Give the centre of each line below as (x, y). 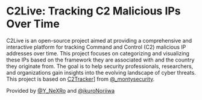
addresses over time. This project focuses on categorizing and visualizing (98, 53)
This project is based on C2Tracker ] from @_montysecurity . (80, 79)
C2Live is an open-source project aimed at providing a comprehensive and (99, 40)
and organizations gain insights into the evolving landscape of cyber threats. (101, 72)
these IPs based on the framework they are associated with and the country (100, 60)
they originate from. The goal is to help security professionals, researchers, (100, 66)
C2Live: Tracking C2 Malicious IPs (93, 11)
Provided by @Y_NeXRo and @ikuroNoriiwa (61, 90)
